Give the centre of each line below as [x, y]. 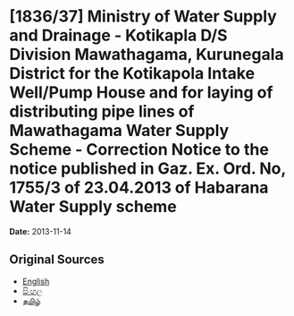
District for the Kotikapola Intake [132, 74]
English [36, 281]
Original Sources [57, 260]
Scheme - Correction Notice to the [139, 150]
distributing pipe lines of [102, 111]
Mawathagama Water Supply [119, 131]
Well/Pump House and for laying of [141, 93]
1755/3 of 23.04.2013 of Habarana [139, 188]
